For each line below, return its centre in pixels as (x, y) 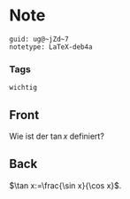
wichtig (23, 88)
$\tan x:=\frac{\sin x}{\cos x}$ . (65, 185)
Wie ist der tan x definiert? (57, 136)
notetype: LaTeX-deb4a (51, 47)
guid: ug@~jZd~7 (39, 39)
